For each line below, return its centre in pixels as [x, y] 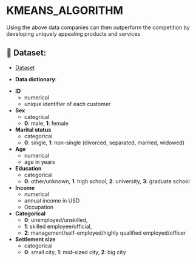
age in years [40, 162]
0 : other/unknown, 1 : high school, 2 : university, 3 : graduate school [107, 181]
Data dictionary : [36, 79]
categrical [37, 116]
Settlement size [35, 239]
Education [28, 168]
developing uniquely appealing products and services [73, 33]
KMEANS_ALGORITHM [65, 11]
